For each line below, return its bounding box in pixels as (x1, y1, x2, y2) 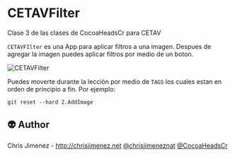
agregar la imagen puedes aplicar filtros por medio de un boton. (7, 50, 194, 58)
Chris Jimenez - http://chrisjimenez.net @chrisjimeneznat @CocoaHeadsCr (7, 141, 228, 150)
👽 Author (7, 119, 50, 131)
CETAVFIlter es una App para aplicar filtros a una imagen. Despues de (7, 42, 212, 50)
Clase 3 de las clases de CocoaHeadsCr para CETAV (7, 28, 161, 37)
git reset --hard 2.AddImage (7, 98, 93, 106)
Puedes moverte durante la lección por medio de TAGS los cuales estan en (7, 77, 222, 86)
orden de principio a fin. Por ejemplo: (7, 85, 115, 93)
